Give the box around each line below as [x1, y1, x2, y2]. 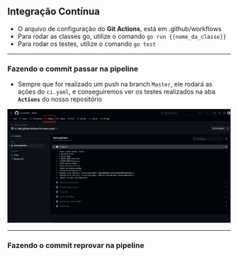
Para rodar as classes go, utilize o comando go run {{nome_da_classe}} [17, 32, 227, 40]
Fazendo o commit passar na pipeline [7, 64, 139, 74]
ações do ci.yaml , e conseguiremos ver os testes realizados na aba [17, 88, 216, 96]
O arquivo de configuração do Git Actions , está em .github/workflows [17, 24, 222, 33]
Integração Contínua [7, 6, 101, 18]
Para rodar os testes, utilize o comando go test [17, 39, 157, 48]
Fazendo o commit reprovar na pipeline [7, 240, 144, 250]
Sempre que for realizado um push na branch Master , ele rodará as [17, 80, 212, 88]
